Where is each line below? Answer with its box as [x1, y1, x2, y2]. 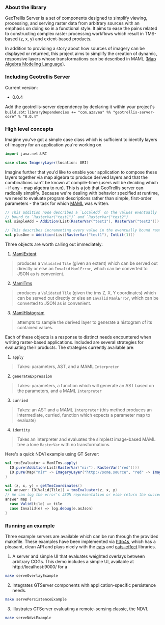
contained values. [17, 325, 54, 331]
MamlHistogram [12, 310, 45, 316]
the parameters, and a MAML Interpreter [17, 388, 102, 394]
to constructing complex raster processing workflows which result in [5, 31, 144, 37]
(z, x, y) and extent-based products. [19, 36, 92, 42]
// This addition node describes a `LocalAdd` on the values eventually [5, 210, 157, 215]
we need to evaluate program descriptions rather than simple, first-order [5, 195, 152, 201]
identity [12, 428, 30, 433]
